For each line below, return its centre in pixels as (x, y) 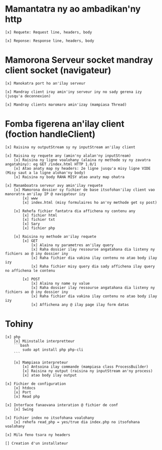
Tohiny (19, 324)
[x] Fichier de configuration (36, 384)
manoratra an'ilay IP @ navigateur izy (45, 194)
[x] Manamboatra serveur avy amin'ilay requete (54, 185)
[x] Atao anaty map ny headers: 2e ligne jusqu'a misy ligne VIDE (82, 168)
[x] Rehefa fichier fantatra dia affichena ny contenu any (75, 211)
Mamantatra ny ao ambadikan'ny (73, 9)
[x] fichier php (39, 228)
